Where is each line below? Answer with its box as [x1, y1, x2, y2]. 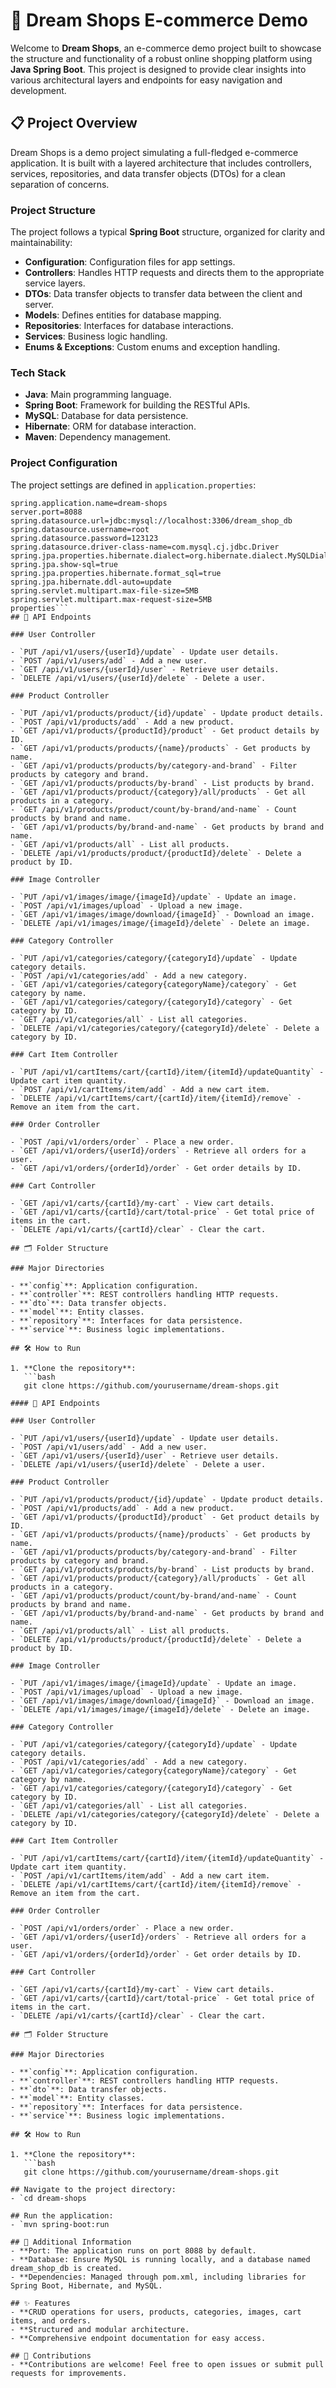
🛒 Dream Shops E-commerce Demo [10, 9, 308, 32]
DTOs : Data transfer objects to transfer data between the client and [24, 288, 303, 300]
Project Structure [10, 203, 96, 217]
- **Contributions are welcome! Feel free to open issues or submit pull [10, 2359, 325, 2369]
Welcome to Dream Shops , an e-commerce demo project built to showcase [10, 42, 322, 54]
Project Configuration [10, 456, 118, 470]
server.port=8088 [10, 507, 83, 517]
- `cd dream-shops [10, 2193, 87, 2203]
